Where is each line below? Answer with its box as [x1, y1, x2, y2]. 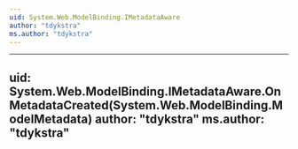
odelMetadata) [9, 111, 93, 126]
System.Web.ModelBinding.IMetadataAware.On [9, 84, 282, 99]
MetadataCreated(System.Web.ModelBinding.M [9, 98, 284, 113]
